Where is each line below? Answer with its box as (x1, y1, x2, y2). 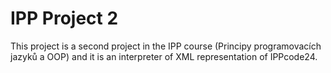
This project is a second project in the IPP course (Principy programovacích (10, 40, 322, 52)
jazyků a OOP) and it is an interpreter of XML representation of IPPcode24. (10, 50, 318, 62)
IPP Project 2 (10, 7, 119, 30)
